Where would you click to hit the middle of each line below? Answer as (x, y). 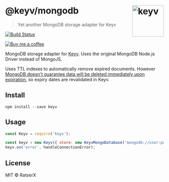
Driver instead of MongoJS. (34, 59)
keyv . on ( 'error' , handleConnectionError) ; (50, 147)
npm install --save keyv (31, 107)
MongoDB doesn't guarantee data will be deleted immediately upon (75, 74)
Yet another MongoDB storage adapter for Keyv (67, 25)
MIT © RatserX (21, 175)
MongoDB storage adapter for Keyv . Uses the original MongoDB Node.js (80, 54)
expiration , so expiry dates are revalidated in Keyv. (57, 79)
